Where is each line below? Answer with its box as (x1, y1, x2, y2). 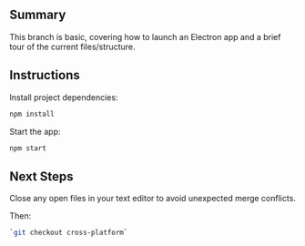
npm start (9, 143, 47, 153)
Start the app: (9, 126, 61, 137)
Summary (9, 7, 66, 23)
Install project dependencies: (9, 91, 118, 103)
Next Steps (9, 169, 74, 184)
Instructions (9, 67, 80, 83)
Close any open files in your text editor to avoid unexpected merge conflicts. (9, 193, 296, 204)
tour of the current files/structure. (9, 41, 136, 52)
